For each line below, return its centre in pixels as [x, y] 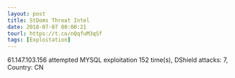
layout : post [26, 14]
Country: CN [25, 67]
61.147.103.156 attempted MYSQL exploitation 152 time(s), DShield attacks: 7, [117, 60]
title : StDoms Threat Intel [49, 20]
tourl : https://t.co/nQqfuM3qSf [55, 33]
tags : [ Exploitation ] [39, 40]
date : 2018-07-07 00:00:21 [47, 27]
